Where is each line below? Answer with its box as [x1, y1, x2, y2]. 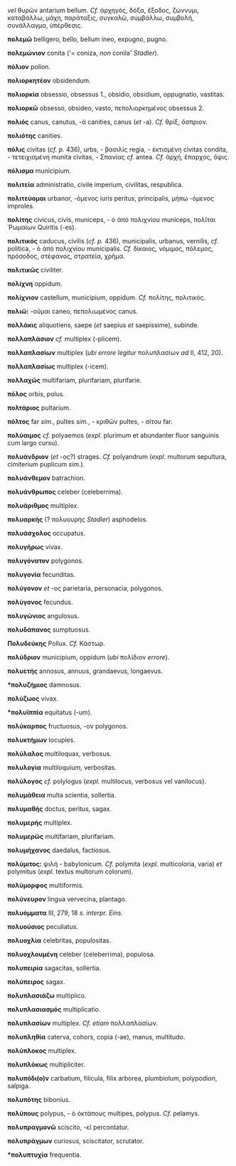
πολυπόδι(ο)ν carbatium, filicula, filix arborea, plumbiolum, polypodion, [7, 1074, 218, 1082]
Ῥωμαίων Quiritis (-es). [7, 223, 77, 231]
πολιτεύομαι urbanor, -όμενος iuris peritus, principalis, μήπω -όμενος [7, 194, 215, 202]
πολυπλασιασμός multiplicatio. [7, 1005, 101, 1013]
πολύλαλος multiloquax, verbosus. [7, 750, 112, 758]
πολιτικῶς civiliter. [7, 266, 64, 274]
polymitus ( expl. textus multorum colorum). [7, 867, 134, 876]
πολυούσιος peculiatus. [7, 923, 79, 931]
